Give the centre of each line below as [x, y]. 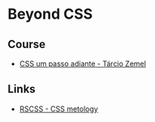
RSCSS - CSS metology [58, 109]
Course [27, 44]
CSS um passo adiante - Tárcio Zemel [83, 63]
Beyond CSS [50, 14]
